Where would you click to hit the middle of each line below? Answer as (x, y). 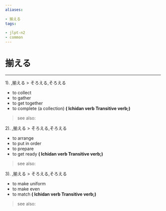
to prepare (23, 149)
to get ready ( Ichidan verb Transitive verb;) (58, 154)
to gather (21, 98)
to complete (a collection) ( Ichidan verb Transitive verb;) (71, 108)
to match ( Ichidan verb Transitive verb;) (54, 194)
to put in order (27, 143)
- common (14, 38)
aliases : (14, 10)
